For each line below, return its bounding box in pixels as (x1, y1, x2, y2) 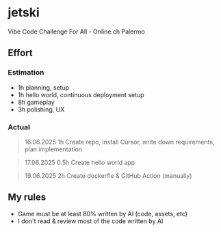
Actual (8, 122, 30, 131)
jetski (8, 5, 40, 21)
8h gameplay (17, 98, 55, 106)
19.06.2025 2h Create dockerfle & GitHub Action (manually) (24, 171, 192, 179)
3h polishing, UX (17, 105, 65, 114)
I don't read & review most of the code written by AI (17, 217, 164, 225)
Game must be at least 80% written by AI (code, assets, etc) (17, 209, 187, 218)
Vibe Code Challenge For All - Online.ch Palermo (8, 27, 146, 36)
